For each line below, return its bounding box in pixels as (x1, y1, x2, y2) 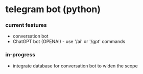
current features (5, 22, 47, 29)
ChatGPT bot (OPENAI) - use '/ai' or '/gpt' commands (12, 39, 126, 45)
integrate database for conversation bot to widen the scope (12, 62, 138, 69)
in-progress (5, 51, 36, 58)
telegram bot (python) (5, 4, 101, 15)
